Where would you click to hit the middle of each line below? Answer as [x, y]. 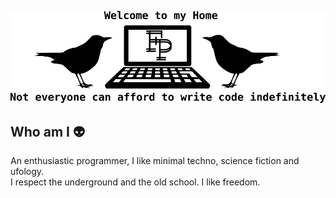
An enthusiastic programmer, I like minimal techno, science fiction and [155, 161]
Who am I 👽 [47, 132]
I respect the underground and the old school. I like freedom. [135, 182]
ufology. [27, 172]
